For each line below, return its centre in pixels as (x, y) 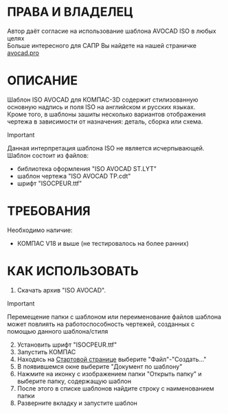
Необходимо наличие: (40, 230)
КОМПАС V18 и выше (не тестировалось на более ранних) (103, 243)
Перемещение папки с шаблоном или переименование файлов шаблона (114, 317)
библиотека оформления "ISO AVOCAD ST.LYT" (87, 168)
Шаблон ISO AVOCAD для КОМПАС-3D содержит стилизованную (103, 100)
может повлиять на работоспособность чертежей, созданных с (101, 324)
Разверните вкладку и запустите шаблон (77, 403)
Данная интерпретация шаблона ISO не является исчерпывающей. (106, 148)
